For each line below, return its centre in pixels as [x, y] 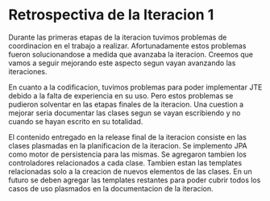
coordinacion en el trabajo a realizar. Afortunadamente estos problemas [127, 45]
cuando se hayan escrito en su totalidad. [76, 121]
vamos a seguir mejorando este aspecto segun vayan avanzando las [122, 63]
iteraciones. [28, 71]
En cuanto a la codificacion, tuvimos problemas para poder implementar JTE [135, 87]
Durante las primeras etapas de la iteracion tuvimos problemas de [118, 37]
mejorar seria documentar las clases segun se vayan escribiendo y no [125, 113]
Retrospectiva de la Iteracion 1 [111, 15]
